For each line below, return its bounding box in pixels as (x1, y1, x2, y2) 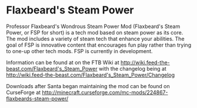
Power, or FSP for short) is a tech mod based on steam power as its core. (6, 29, 183, 36)
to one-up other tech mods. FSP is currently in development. (6, 47, 153, 54)
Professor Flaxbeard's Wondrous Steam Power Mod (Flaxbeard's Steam (6, 23, 181, 30)
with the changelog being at (99, 65, 166, 72)
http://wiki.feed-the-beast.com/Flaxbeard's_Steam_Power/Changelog (6, 71, 175, 78)
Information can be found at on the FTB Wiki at (6, 59, 119, 66)
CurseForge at (6, 89, 41, 96)
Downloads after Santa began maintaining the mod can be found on (6, 82, 171, 89)
